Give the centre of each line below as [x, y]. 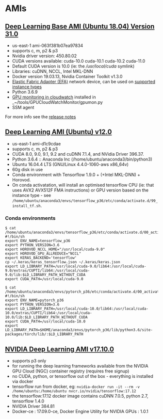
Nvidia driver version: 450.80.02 [44, 56]
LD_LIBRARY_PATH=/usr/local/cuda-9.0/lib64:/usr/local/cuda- [83, 266]
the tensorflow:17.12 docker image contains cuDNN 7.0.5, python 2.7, [80, 396]
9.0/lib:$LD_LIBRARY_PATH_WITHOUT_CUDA [45, 275]
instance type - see [32, 195]
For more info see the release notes [41, 117]
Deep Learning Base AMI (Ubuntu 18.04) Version [80, 26]
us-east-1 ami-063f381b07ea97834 [48, 46]
